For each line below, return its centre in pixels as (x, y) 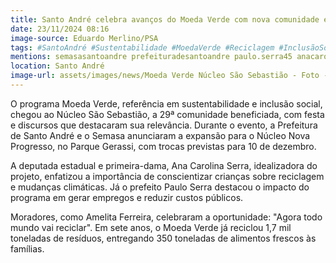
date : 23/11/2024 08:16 (60, 29)
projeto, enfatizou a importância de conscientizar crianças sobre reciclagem (167, 176)
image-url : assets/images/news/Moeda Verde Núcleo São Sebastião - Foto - (169, 76)
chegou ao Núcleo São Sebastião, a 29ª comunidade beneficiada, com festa (167, 114)
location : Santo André (57, 66)
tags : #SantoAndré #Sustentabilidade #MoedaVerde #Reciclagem (142, 47)
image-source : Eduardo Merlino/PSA (84, 38)
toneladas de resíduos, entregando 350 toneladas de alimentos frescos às (163, 238)
